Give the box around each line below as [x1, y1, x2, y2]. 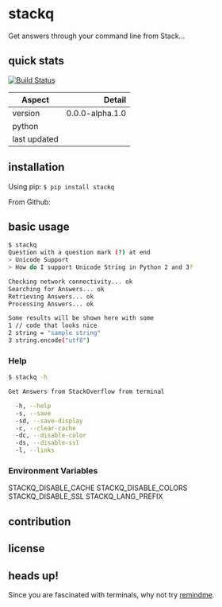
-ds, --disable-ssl [15, 439, 80, 447]
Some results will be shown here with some [8, 314, 155, 322]
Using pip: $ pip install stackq [8, 181, 115, 191]
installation [8, 161, 65, 174]
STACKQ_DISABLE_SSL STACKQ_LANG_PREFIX [8, 492, 163, 501]
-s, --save [15, 409, 52, 418]
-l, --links [15, 446, 55, 454]
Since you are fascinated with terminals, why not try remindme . [8, 589, 215, 599]
